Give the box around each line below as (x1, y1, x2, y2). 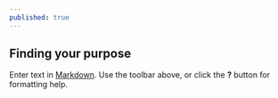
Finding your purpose (9, 46, 132, 61)
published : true (9, 12, 69, 22)
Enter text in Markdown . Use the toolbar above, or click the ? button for (9, 69, 270, 80)
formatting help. (9, 79, 69, 90)
